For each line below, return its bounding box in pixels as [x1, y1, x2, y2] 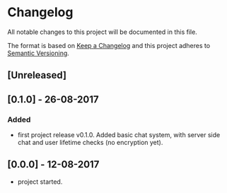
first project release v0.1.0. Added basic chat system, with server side [17, 131, 221, 139]
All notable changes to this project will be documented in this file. [7, 28, 198, 36]
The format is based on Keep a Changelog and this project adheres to [7, 41, 211, 49]
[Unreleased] [7, 69, 67, 81]
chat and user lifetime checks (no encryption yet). [17, 139, 163, 147]
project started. [17, 177, 63, 186]
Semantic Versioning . [7, 49, 69, 57]
